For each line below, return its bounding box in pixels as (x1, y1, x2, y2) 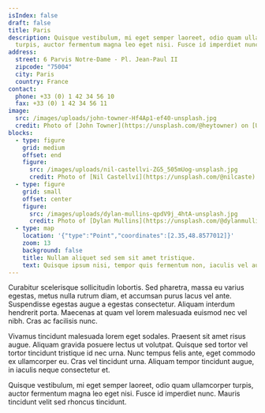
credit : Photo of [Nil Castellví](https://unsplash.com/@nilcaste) (28, 173, 256, 182)
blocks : (8, 129, 34, 137)
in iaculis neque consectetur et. (8, 365, 110, 375)
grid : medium (22, 144, 65, 152)
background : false (22, 246, 83, 254)
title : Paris (8, 26, 51, 34)
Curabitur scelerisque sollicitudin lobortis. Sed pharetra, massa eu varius (8, 283, 244, 292)
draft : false (8, 19, 51, 27)
